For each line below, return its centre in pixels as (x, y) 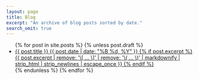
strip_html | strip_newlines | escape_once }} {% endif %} (84, 64)
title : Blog (21, 17)
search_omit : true (29, 28)
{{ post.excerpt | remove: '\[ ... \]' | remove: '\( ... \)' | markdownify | (97, 58)
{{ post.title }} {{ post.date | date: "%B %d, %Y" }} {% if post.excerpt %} (103, 52)
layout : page (22, 12)
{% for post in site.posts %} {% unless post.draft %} (79, 45)
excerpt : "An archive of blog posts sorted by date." (74, 23)
